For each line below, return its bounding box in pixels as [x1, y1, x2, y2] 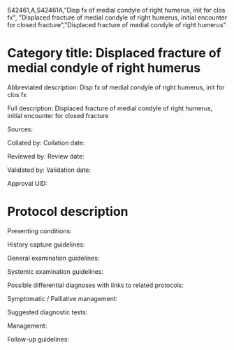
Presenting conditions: [7, 226, 72, 235]
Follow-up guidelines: [7, 335, 70, 343]
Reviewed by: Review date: [7, 152, 85, 160]
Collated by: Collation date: [7, 138, 85, 147]
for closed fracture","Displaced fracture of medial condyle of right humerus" [7, 21, 226, 29]
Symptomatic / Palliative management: [7, 294, 118, 302]
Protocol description [7, 204, 129, 219]
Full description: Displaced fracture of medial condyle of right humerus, [7, 104, 213, 112]
